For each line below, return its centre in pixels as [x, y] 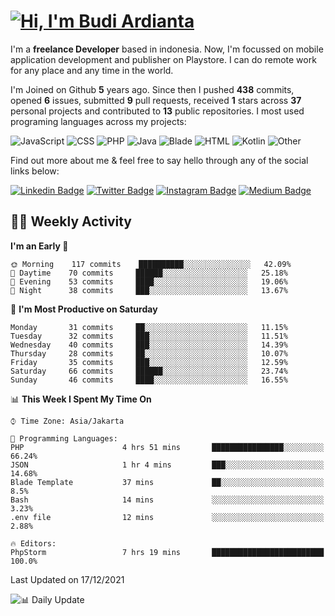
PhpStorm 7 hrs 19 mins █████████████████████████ [167, 552]
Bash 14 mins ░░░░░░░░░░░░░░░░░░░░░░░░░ [167, 500]
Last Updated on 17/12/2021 [67, 579]
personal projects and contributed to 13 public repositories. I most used [157, 111]
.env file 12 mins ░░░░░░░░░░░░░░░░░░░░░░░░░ [167, 517]
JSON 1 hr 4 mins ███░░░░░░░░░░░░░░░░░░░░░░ [167, 465]
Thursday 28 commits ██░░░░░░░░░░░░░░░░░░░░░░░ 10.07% [149, 353]
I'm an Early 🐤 [39, 246]
